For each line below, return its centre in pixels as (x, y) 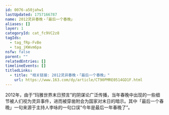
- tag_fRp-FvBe (26, 43)
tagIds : (13, 38)
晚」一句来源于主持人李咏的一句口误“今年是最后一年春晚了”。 (69, 107)
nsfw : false (18, 52)
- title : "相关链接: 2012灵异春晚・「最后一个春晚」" (60, 75)
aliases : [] (18, 24)
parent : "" (17, 56)
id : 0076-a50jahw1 (24, 10)
